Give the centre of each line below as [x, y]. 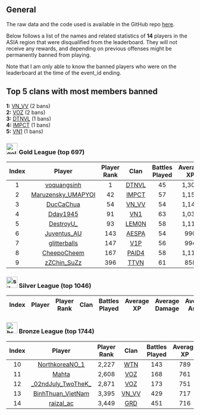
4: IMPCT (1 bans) [28, 125]
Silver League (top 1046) [55, 285]
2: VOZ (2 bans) [26, 112]
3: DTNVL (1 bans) [29, 118]
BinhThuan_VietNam [61, 394]
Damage [167, 309]
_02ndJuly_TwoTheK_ [61, 383]
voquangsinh [63, 185]
